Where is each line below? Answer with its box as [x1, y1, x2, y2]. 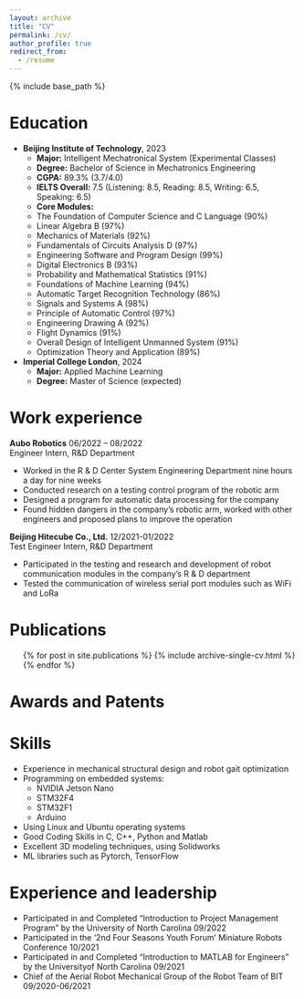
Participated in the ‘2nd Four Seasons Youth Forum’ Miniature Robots [22, 931, 283, 942]
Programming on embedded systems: [22, 773, 165, 784]
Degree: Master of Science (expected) [36, 375, 183, 386]
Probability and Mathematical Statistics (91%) [36, 268, 208, 279]
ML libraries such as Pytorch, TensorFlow [22, 850, 180, 861]
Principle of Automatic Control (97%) [36, 307, 175, 318]
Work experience [9, 408, 143, 429]
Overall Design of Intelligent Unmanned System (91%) [36, 337, 239, 348]
